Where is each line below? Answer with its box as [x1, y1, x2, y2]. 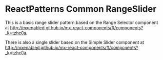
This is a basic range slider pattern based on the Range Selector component [5, 20, 159, 25]
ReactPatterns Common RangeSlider [5, 3, 157, 15]
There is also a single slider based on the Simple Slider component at [5, 39, 144, 45]
